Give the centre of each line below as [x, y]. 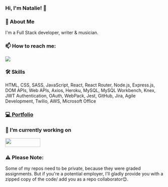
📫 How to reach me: [31, 46]
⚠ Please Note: [24, 157]
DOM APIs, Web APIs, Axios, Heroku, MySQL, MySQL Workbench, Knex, [80, 90]
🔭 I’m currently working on [38, 130]
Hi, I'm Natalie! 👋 [26, 8]
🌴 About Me [20, 21]
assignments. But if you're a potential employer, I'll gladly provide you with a [84, 174]
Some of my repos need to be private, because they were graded [73, 168]
